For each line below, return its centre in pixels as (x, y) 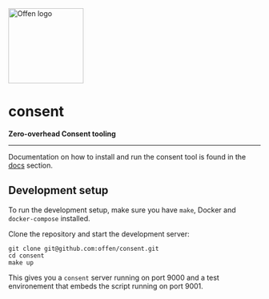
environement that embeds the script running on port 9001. (106, 286)
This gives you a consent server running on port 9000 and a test (114, 277)
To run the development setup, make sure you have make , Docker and (122, 210)
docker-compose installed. (49, 218)
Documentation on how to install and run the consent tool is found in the (127, 156)
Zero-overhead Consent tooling (62, 133)
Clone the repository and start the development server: (99, 234)
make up (21, 263)
